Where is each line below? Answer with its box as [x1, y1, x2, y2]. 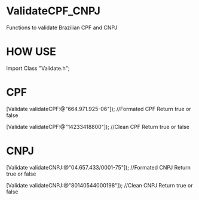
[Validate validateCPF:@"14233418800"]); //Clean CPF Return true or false [6, 123, 190, 130]
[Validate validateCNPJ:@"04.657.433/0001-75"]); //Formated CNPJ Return [6, 164, 191, 171]
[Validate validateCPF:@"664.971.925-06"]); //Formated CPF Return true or [6, 105, 191, 112]
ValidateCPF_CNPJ [6, 4, 100, 18]
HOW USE [6, 45, 57, 59]
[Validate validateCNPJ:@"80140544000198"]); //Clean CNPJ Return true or [6, 181, 193, 189]
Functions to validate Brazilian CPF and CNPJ [6, 24, 118, 31]
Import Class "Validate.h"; [6, 64, 70, 72]
